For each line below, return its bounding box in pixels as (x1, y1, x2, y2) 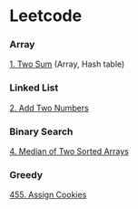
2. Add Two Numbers (9, 102, 89, 113)
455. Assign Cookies (9, 189, 87, 201)
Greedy (9, 169, 44, 181)
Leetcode (9, 5, 83, 26)
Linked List (9, 81, 59, 94)
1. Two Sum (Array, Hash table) (9, 58, 125, 69)
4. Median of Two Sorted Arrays (9, 146, 129, 157)
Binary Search (9, 125, 74, 138)
